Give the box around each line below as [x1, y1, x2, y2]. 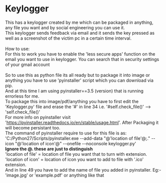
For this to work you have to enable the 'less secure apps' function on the [5, 51, 156, 57]
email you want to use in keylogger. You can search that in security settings [5, 56, 160, 62]
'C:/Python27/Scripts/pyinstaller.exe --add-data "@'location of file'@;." [5, 135, 150, 141]
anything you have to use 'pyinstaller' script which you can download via [5, 77, 154, 83]
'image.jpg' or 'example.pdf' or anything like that [5, 172, 105, 178]
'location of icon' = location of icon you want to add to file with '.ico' [5, 156, 144, 162]
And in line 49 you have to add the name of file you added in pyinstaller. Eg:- [5, 167, 162, 173]
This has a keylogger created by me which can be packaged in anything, [5, 19, 154, 25]
